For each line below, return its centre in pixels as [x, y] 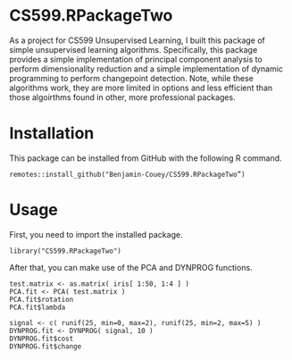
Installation [52, 134]
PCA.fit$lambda [38, 307]
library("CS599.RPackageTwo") [66, 251]
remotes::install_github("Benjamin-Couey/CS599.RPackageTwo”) [127, 174]
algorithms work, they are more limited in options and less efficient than [141, 88]
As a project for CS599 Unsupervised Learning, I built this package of [138, 40]
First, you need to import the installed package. [96, 234]
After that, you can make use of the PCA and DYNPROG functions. [131, 267]
